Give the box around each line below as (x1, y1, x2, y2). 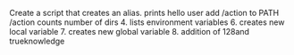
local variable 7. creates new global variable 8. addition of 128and (9, 27, 250, 36)
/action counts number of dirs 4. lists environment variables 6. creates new (9, 17, 285, 27)
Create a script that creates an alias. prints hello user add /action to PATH (9, 8, 280, 18)
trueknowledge (9, 35, 65, 46)
